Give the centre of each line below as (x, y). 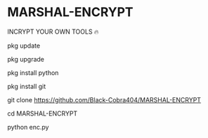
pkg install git (27, 86)
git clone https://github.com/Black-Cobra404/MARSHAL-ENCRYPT (104, 99)
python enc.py (28, 127)
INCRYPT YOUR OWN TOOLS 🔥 (53, 32)
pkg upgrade (26, 59)
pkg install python (33, 73)
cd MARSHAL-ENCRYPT (43, 113)
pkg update (24, 46)
